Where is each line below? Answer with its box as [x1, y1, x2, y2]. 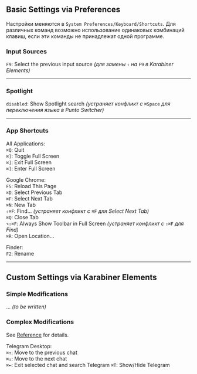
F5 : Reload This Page [6, 182, 57, 189]
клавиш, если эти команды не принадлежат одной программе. [6, 32, 165, 40]
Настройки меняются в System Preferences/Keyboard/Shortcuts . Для [6, 20, 176, 27]
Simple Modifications [6, 290, 69, 298]
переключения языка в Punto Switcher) [6, 107, 104, 114]
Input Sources [6, 47, 47, 55]
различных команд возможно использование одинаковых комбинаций [6, 26, 185, 33]
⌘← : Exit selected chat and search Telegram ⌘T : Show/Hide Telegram [6, 361, 170, 368]
